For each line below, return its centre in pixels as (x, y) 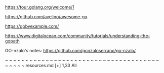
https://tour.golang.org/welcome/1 (40, 7)
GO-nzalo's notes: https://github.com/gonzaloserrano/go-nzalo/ (70, 51)
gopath (12, 41)
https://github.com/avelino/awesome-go (46, 17)
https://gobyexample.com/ (32, 26)
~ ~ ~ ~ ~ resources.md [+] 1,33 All (41, 65)
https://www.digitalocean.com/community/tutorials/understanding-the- (78, 36)
